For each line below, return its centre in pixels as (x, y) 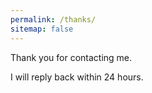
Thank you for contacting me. (71, 57)
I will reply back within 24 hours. (77, 77)
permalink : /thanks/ (53, 19)
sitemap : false (42, 29)
